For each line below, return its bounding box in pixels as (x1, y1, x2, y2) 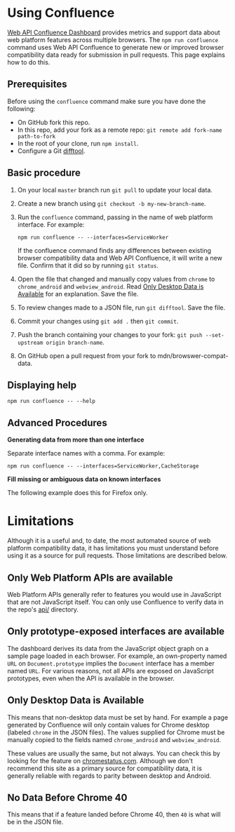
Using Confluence (7, 5, 115, 21)
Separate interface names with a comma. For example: (7, 449, 166, 458)
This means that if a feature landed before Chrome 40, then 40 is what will (7, 810, 221, 819)
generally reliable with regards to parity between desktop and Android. (7, 771, 212, 780)
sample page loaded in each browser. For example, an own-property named (7, 652, 227, 660)
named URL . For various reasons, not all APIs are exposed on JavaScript (7, 666, 214, 675)
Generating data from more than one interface (7, 435, 145, 444)
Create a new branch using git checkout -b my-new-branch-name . (17, 199, 206, 208)
